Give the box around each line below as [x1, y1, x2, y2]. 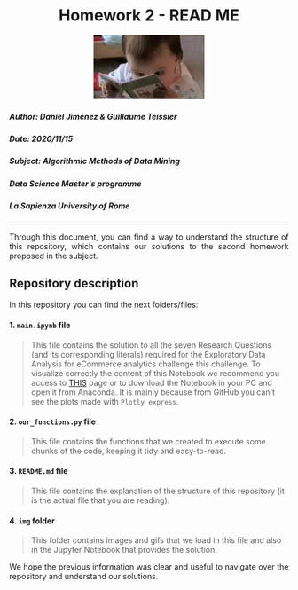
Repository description [9, 276, 139, 291]
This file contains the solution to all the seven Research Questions [30, 339, 272, 350]
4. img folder [9, 515, 55, 526]
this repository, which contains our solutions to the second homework [9, 240, 289, 251]
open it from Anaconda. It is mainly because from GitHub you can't [30, 387, 276, 397]
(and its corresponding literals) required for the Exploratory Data [30, 349, 266, 359]
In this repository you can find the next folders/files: [9, 299, 199, 311]
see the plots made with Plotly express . [30, 396, 179, 406]
